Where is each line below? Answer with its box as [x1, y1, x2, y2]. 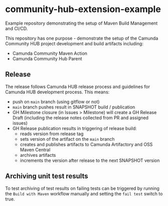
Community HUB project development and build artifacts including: [5, 40, 144, 46]
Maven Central [20, 147, 51, 153]
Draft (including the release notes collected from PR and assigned [12, 115, 149, 121]
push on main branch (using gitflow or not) [12, 98, 100, 105]
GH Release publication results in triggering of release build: [12, 125, 137, 131]
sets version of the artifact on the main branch [20, 136, 115, 142]
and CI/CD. [5, 25, 28, 31]
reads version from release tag [20, 131, 84, 137]
